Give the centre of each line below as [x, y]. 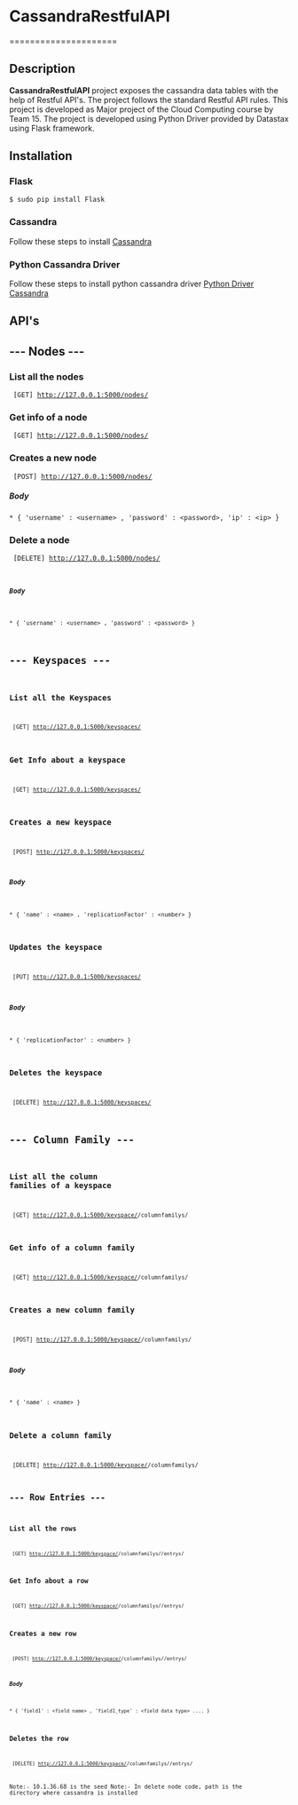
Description [42, 69]
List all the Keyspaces [61, 698]
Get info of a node [48, 418]
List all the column [54, 1176]
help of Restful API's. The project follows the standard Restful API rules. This [149, 100]
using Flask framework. [52, 128]
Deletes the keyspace [56, 1072]
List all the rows [43, 1529]
